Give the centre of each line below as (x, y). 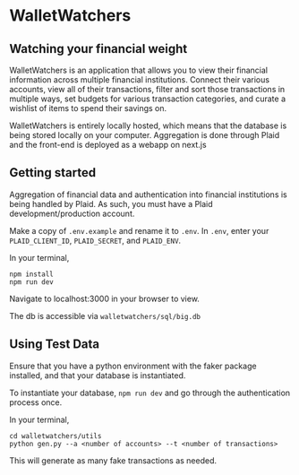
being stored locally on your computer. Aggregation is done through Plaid (145, 135)
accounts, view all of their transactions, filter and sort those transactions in (147, 89)
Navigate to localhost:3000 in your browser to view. (104, 298)
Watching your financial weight (98, 49)
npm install (31, 274)
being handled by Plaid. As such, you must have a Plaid (111, 203)
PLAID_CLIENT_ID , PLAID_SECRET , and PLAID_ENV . (95, 240)
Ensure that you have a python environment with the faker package (133, 366)
